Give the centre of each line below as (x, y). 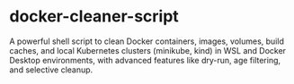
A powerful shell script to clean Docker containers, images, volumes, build (147, 41)
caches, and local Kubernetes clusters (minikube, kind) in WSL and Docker (147, 50)
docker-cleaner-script (94, 17)
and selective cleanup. (51, 70)
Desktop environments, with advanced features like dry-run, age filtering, (145, 60)
